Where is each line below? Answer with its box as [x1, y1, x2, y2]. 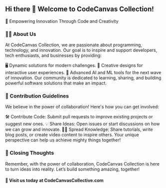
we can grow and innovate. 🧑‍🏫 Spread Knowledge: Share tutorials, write [5, 126, 153, 132]
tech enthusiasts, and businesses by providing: [5, 53, 102, 59]
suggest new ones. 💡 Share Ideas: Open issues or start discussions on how [5, 121, 160, 127]
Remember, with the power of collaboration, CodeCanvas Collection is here [5, 161, 160, 167]
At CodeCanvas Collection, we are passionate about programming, [5, 42, 142, 48]
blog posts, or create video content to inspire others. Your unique [5, 132, 140, 138]
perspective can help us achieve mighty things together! [5, 137, 121, 143]
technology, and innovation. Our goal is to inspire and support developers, [5, 47, 158, 53]
